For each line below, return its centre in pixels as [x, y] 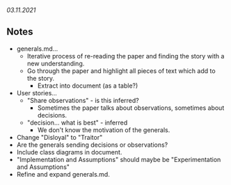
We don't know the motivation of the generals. [104, 130]
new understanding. [56, 63]
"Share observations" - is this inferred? [83, 100]
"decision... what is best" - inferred [77, 122]
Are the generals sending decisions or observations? [92, 145]
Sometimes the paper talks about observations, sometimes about [131, 108]
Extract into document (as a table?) [88, 86]
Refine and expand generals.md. [63, 174]
